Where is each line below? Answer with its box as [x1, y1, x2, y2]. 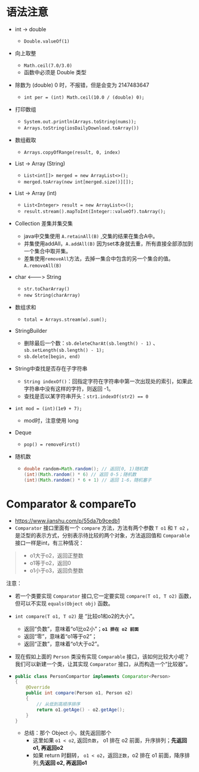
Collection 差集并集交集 [14, 220, 73, 227]
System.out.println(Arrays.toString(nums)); [23, 118, 137, 124]
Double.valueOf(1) [23, 38, 70, 44]
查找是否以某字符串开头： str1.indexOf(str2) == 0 [23, 393, 149, 400]
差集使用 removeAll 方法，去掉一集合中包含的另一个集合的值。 [23, 255, 174, 262]
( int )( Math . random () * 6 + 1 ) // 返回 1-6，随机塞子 [23, 477, 152, 483]
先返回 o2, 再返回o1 [39, 759, 87, 767]
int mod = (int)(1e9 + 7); [14, 405, 82, 412]
